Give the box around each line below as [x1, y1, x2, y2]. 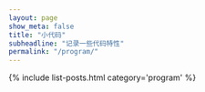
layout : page [8, 13, 58, 23]
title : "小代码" [8, 30, 67, 39]
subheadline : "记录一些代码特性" [8, 38, 125, 48]
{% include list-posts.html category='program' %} [8, 72, 197, 83]
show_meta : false [8, 22, 75, 31]
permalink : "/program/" [8, 47, 99, 56]
